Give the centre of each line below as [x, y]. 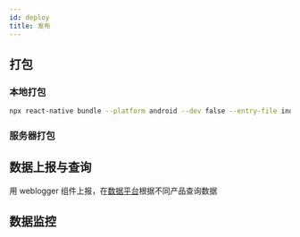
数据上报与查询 [50, 168]
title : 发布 [30, 26]
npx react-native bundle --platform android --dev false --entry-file [143, 111]
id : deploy [29, 17]
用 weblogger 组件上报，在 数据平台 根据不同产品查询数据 [113, 190]
